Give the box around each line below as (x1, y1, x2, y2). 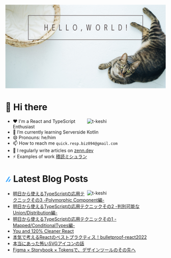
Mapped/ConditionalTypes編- (12, 222, 75, 229)
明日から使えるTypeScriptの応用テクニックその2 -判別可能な (12, 203, 140, 210)
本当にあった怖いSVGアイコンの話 (12, 241, 84, 247)
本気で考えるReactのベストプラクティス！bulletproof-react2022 (12, 234, 147, 240)
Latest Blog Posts (13, 173, 89, 185)
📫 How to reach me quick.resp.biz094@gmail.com (12, 140, 118, 146)
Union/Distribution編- (12, 210, 58, 216)
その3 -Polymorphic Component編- (30, 197, 105, 203)
